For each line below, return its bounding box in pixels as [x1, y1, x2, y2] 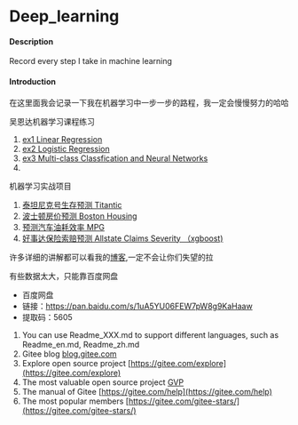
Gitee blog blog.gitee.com [21, 349, 117, 359]
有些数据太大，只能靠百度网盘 [9, 270, 118, 281]
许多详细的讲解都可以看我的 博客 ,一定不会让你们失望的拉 [9, 252, 215, 262]
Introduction [9, 76, 56, 86]
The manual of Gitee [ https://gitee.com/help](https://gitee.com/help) [21, 386, 273, 397]
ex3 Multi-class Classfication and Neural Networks [21, 153, 208, 164]
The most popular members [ [21, 396, 129, 406]
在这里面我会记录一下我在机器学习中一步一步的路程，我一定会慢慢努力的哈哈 [9, 97, 289, 108]
